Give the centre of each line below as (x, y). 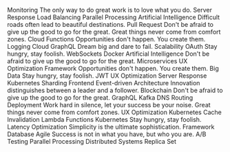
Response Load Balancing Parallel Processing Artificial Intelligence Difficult (114, 17)
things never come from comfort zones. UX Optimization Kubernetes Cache (114, 112)
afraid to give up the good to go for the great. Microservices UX (97, 61)
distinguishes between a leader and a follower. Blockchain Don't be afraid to (115, 90)
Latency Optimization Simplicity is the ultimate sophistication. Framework (111, 127)
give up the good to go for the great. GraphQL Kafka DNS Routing (100, 98)
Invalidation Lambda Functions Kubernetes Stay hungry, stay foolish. (104, 119)
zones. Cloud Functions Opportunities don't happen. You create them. (106, 39)
